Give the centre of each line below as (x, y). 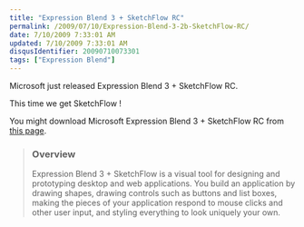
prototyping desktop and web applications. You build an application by (163, 183)
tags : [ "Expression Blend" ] (63, 60)
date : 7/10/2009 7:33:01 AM (63, 35)
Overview (54, 153)
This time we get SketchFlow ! (66, 104)
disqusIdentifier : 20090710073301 (75, 52)
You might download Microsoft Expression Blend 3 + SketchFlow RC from (147, 121)
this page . (28, 131)
